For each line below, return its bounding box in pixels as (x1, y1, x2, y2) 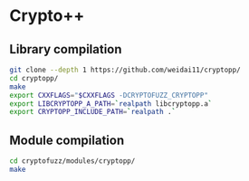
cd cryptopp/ (9, 73, 59, 82)
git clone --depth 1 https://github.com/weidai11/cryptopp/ (9, 65, 242, 74)
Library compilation (9, 42, 122, 57)
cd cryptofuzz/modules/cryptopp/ (9, 157, 136, 166)
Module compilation (9, 132, 125, 148)
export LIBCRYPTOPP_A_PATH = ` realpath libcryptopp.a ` (9, 99, 213, 109)
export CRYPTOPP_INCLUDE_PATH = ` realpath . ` (9, 108, 177, 117)
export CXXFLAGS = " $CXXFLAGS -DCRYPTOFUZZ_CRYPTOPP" (9, 90, 208, 100)
